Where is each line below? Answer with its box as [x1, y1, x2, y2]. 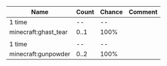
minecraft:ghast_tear [9, 28, 68, 36]
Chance [99, 8, 123, 16]
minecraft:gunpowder [9, 50, 71, 58]
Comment [128, 8, 158, 16]
